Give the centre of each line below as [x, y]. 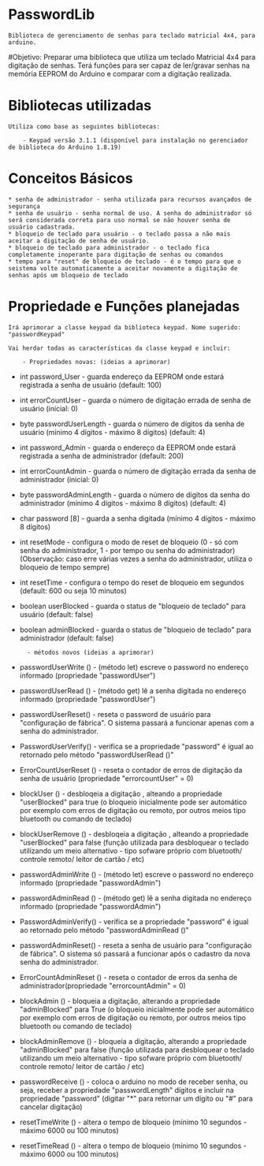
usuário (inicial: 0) [49, 408]
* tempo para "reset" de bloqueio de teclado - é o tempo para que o [125, 262]
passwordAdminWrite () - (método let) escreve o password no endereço [136, 874]
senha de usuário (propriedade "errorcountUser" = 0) [106, 778]
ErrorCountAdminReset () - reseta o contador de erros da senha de [128, 977]
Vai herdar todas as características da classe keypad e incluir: [119, 348]
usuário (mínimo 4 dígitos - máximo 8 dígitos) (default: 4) [112, 432]
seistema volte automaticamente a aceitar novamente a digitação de [123, 268]
